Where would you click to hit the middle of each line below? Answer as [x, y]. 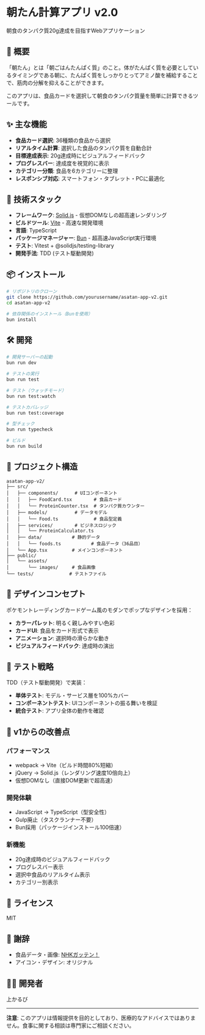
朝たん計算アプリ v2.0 [62, 13]
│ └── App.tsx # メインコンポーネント [65, 550]
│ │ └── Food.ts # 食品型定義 [64, 519]
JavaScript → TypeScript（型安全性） [62, 812]
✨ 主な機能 [27, 125]
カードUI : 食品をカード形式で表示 [57, 630]
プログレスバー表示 [39, 867]
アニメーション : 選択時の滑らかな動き [62, 638]
